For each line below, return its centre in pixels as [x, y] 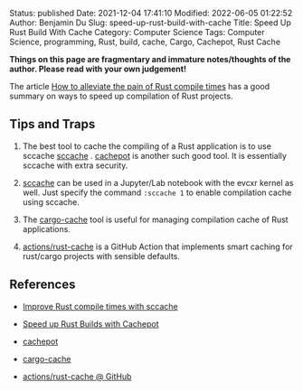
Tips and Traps [52, 124]
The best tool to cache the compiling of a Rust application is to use [147, 146]
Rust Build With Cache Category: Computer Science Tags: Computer [137, 32]
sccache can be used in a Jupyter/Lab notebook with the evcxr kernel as [158, 182]
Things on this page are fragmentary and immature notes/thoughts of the [150, 59]
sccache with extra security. [75, 165]
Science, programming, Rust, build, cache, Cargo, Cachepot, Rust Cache [145, 42]
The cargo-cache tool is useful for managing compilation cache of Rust [155, 219]
